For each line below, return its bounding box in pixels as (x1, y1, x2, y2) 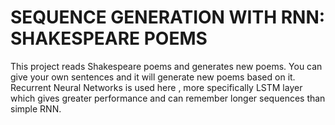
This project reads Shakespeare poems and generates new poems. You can (10, 60, 323, 72)
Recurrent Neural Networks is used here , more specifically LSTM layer (10, 81, 303, 93)
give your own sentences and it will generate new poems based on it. (10, 71, 296, 83)
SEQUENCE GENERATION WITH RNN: (10, 6, 326, 29)
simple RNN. (10, 102, 62, 115)
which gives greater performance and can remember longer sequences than (10, 92, 326, 104)
